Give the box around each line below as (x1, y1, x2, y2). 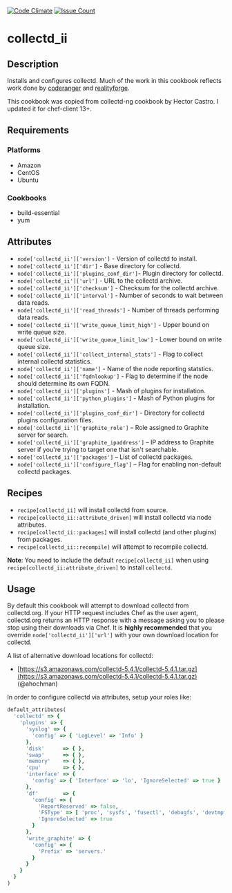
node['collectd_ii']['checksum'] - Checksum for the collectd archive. (17, 283, 220, 292)
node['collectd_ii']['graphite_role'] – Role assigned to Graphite (17, 423, 209, 431)
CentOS (17, 168, 40, 176)
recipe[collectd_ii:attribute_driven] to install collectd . (7, 563, 173, 572)
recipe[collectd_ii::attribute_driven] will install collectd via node (17, 513, 212, 521)
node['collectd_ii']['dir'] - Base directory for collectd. (17, 261, 182, 270)
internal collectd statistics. (17, 357, 92, 366)
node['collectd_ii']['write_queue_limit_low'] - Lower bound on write (17, 335, 222, 344)
